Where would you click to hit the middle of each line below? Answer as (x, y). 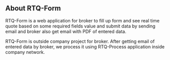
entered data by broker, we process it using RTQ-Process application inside (85, 47)
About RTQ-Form (33, 8)
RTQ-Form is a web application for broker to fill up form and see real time (82, 20)
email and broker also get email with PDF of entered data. (66, 31)
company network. (25, 52)
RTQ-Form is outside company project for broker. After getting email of (80, 41)
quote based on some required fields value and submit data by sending (80, 26)
